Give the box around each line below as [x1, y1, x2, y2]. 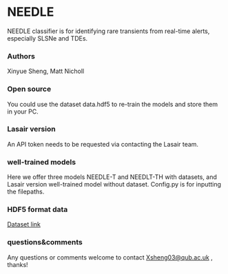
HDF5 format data [7, 204, 68, 214]
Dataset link [7, 220, 41, 229]
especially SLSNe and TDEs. [7, 34, 88, 42]
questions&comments [7, 238, 83, 247]
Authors [7, 51, 36, 61]
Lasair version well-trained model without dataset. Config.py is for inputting [7, 180, 222, 189]
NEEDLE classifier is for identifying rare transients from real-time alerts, [7, 27, 210, 35]
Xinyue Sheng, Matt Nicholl [7, 67, 85, 76]
